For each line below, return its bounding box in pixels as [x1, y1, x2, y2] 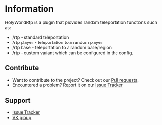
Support [5, 96, 31, 104]
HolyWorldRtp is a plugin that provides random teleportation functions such [5, 20, 158, 25]
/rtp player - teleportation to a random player [12, 39, 103, 45]
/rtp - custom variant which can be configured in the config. [12, 50, 134, 56]
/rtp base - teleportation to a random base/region [12, 44, 112, 50]
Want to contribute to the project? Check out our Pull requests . [12, 77, 139, 83]
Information [5, 3, 54, 15]
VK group [12, 114, 32, 120]
